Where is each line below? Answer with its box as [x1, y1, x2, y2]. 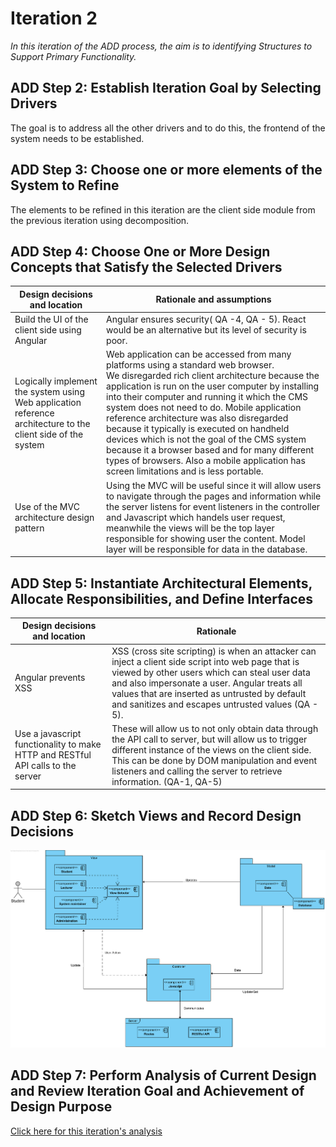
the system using [14, 385, 85, 397]
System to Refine [10, 177, 120, 194]
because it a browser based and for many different [106, 444, 315, 456]
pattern [14, 522, 45, 534]
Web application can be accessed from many [106, 348, 292, 361]
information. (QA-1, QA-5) [111, 775, 223, 787]
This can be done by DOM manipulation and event [111, 754, 318, 766]
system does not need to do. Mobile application [106, 402, 302, 414]
